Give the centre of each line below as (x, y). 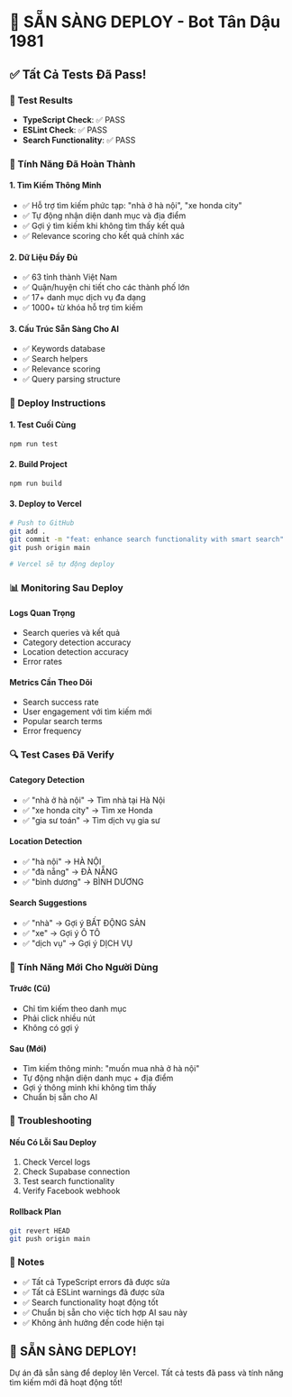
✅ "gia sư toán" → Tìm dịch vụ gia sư (91, 820)
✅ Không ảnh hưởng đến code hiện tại (93, 1322)
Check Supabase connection (76, 1172)
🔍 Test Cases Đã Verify (62, 755)
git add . (28, 531)
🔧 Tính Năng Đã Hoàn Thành (73, 163)
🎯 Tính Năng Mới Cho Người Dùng (84, 967)
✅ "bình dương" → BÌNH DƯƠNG (83, 881)
